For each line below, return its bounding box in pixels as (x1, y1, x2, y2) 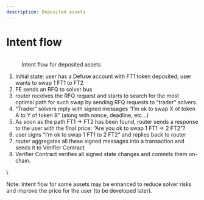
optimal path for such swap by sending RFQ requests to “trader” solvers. (15, 98, 198, 105)
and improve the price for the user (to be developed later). (6, 187, 152, 194)
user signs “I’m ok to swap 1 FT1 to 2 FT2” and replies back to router (15, 130, 187, 138)
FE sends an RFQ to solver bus (15, 85, 93, 93)
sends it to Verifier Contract (15, 144, 85, 151)
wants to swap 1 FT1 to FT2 (15, 79, 84, 86)
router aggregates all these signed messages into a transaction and (15, 137, 185, 145)
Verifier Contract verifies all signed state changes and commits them (15, 150, 188, 157)
